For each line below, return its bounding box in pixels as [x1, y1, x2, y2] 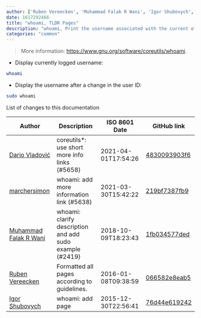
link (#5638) [56, 198, 93, 206]
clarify [56, 215, 75, 223]
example [56, 245, 81, 253]
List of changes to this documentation [6, 104, 100, 111]
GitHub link [152, 122, 185, 130]
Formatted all [56, 262, 94, 270]
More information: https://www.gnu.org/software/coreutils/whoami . [20, 47, 187, 54]
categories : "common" [6, 31, 60, 37]
